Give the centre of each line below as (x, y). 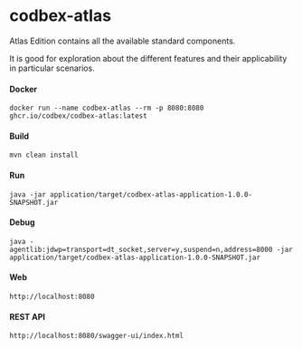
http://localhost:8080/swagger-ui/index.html (96, 336)
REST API (27, 316)
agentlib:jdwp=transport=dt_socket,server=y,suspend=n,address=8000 (141, 249)
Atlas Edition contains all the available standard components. (123, 41)
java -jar (28, 194)
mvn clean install (44, 155)
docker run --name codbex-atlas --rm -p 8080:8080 (107, 108)
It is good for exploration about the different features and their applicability (148, 58)
